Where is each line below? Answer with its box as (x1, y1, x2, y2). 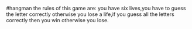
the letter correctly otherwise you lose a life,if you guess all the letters (6, 11, 174, 18)
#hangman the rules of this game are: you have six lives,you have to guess (6, 5, 186, 11)
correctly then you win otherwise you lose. (6, 17, 109, 23)
